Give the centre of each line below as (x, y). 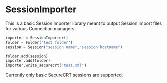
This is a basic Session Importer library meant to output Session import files (84, 23)
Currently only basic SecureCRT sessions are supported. (64, 75)
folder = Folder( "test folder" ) (39, 42)
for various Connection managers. (41, 28)
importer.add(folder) (28, 61)
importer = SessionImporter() (37, 38)
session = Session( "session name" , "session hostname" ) (64, 47)
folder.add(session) (27, 56)
